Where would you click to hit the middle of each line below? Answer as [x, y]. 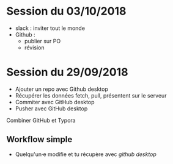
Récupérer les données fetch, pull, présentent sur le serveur [91, 95]
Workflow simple [39, 139]
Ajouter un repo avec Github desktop [61, 89]
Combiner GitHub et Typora [41, 120]
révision [34, 48]
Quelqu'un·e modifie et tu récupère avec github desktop [86, 154]
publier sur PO [42, 41]
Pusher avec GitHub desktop [51, 109]
